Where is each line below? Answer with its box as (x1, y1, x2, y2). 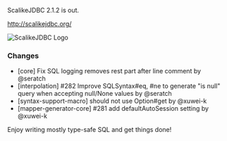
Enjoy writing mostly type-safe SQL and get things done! (7, 125, 172, 134)
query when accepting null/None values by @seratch (17, 90, 173, 98)
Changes (7, 51, 39, 61)
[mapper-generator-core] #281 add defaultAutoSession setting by (17, 104, 209, 113)
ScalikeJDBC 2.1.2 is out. (7, 6, 80, 14)
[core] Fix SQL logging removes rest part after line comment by (17, 67, 202, 75)
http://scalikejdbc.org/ (7, 20, 72, 27)
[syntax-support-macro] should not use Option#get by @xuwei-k (17, 97, 207, 105)
